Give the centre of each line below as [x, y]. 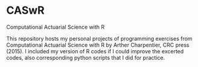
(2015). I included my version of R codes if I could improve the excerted [95, 51]
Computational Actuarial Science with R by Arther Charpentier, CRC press [98, 45]
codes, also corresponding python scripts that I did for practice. [85, 57]
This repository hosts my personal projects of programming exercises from [99, 38]
